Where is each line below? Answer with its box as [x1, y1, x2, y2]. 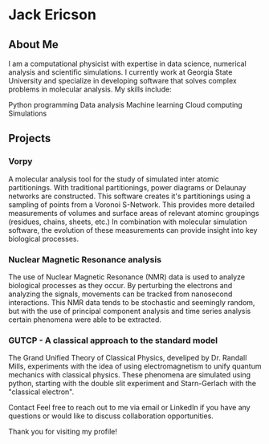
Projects [8, 132, 51, 145]
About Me [8, 38, 59, 51]
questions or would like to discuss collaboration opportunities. [8, 411, 214, 421]
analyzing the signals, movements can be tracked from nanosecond [8, 289, 233, 299]
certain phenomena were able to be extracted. [8, 315, 162, 324]
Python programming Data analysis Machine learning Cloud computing [8, 100, 243, 109]
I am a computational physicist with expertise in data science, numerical [8, 59, 247, 68]
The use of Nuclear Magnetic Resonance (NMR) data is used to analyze [8, 271, 246, 282]
